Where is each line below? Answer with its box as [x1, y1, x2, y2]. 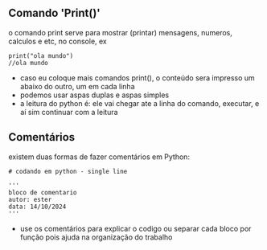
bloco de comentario [8, 188, 78, 196]
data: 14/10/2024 [8, 203, 67, 211]
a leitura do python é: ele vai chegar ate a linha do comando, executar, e [19, 98, 260, 108]
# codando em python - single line [8, 167, 128, 175]
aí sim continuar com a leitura [19, 107, 118, 117]
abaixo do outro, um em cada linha [19, 81, 135, 91]
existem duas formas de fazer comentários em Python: [8, 152, 191, 162]
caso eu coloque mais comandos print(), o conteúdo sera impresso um [19, 72, 255, 83]
